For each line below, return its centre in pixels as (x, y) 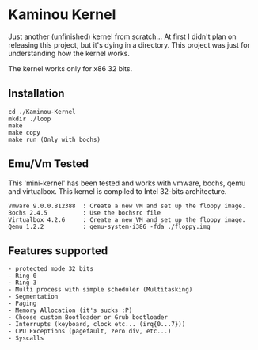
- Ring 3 (23, 283)
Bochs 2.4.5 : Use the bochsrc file (84, 213)
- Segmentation (33, 297)
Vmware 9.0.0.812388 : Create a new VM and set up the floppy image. (127, 206)
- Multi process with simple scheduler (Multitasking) (101, 290)
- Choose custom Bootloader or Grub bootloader (88, 318)
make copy (25, 132)
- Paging (23, 304)
